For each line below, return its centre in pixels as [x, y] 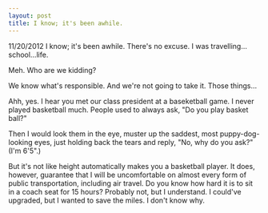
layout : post [30, 16]
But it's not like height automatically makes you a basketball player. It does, [132, 166]
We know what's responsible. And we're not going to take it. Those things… [133, 86]
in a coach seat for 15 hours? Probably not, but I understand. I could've [125, 191]
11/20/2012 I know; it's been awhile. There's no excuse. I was [109, 46]
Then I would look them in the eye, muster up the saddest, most [113, 134]
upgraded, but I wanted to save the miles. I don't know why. [107, 200]
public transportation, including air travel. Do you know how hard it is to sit [131, 183]
